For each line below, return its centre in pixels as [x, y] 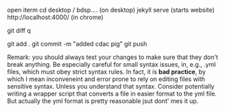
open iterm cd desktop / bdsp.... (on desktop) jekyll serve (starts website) [111, 10]
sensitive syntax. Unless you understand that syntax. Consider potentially [111, 86]
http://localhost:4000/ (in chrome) [56, 17]
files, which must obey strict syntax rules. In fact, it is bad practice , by [106, 72]
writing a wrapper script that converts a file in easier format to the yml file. [112, 93]
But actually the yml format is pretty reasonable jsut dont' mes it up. [103, 101]
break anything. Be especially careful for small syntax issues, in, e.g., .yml [111, 64]
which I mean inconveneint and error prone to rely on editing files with [106, 79]
